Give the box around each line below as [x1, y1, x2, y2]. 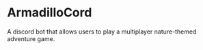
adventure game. [7, 34, 55, 42]
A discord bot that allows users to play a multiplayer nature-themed [7, 27, 197, 36]
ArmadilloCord [7, 5, 92, 21]
